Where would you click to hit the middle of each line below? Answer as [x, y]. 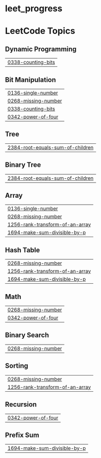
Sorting [17, 366]
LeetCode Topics [40, 31]
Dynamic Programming [41, 49]
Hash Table [22, 250]
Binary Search [27, 335]
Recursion [21, 405]
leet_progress [34, 9]
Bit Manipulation [30, 80]
